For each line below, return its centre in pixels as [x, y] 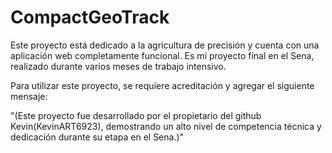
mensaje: [29, 96]
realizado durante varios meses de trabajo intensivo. [118, 66]
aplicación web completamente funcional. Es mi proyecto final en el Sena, [162, 55]
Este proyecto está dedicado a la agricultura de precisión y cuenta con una [165, 45]
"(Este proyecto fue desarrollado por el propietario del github [136, 115]
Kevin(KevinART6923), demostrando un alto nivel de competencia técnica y [166, 126]
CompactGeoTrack [90, 17]
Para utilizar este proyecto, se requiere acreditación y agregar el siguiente [162, 85]
